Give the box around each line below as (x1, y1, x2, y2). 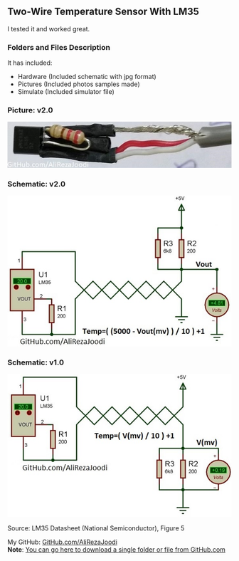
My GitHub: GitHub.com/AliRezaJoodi (7, 538, 117, 546)
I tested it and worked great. (7, 24, 90, 33)
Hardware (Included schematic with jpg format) (17, 73, 156, 81)
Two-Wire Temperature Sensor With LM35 (7, 6, 199, 18)
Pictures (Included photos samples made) (17, 80, 140, 88)
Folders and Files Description (7, 42, 110, 52)
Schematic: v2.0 (7, 179, 66, 189)
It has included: (7, 58, 53, 67)
